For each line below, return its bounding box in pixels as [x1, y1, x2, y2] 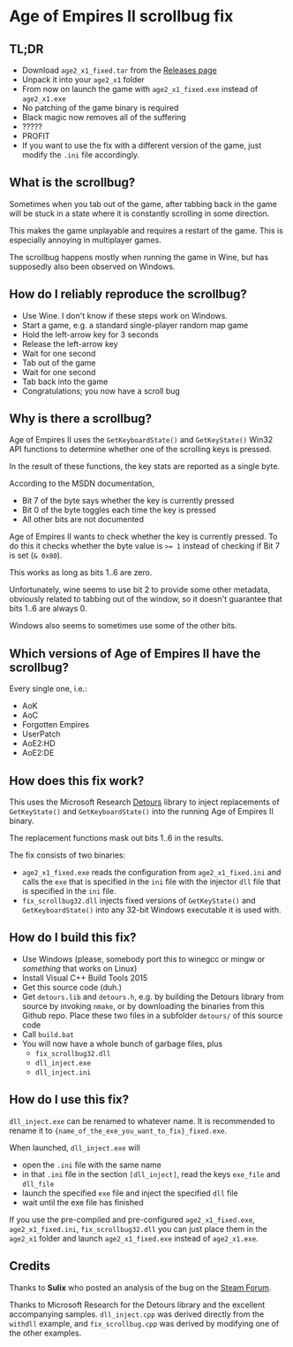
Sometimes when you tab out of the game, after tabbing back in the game [9, 198, 278, 209]
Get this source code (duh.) [21, 981, 122, 992]
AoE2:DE [21, 748, 55, 758]
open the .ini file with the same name [21, 1159, 162, 1170]
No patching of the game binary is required [21, 103, 179, 112]
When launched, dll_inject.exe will [9, 1142, 141, 1152]
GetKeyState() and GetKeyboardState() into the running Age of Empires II [9, 806, 274, 817]
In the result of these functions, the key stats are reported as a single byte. [9, 461, 281, 472]
